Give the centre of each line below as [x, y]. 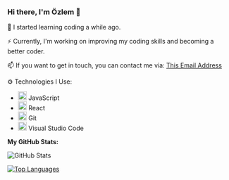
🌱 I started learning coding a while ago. [64, 27]
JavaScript [44, 98]
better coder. [26, 51]
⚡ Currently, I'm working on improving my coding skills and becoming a [111, 41]
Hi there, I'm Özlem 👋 [44, 12]
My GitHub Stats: [33, 142]
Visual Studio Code [56, 128]
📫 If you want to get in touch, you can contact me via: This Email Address [114, 65]
